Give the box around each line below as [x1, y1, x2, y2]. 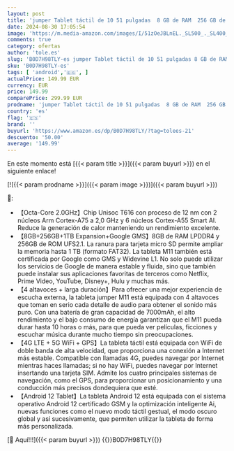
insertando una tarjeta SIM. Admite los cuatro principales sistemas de [17, 368, 217, 378]
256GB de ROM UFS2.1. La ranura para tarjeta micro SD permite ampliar [17, 240, 224, 248]
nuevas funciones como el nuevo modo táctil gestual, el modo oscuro [17, 407, 217, 416]
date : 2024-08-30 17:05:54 [7, 23, 86, 30]
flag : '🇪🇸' [7, 114, 42, 121]
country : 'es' [7, 108, 49, 115]
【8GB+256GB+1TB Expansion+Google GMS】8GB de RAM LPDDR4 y [17, 232, 220, 241]
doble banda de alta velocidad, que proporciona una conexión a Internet [17, 347, 225, 355]
